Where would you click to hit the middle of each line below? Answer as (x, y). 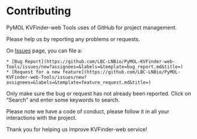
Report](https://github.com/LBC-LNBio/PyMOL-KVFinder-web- (100, 61)
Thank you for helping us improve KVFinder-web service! (77, 129)
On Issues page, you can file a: (44, 50)
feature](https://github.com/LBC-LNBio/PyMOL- (122, 72)
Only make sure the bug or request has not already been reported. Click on (99, 93)
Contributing (39, 11)
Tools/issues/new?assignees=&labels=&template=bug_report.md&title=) (95, 67)
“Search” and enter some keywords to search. (63, 100)
